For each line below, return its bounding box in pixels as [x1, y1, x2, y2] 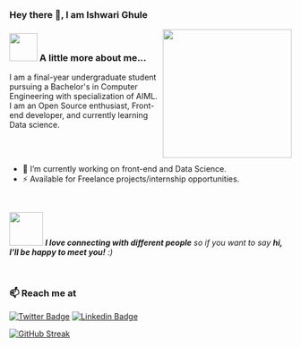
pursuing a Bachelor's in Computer [9, 81, 139, 92]
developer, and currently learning [25, 110, 149, 121]
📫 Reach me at [9, 287, 77, 300]
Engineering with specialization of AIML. [9, 91, 159, 102]
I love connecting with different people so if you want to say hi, [44, 237, 283, 249]
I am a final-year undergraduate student [9, 72, 157, 83]
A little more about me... [39, 51, 147, 63]
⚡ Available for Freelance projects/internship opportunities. [21, 173, 240, 184]
